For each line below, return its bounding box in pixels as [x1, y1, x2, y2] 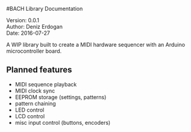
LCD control [14, 112, 45, 119]
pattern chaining [14, 100, 56, 107]
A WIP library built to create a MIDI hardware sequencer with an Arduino [6, 41, 186, 48]
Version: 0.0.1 [6, 17, 39, 23]
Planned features [6, 65, 72, 75]
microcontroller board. [6, 47, 62, 55]
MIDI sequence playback [14, 80, 77, 88]
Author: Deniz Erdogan [6, 23, 63, 30]
